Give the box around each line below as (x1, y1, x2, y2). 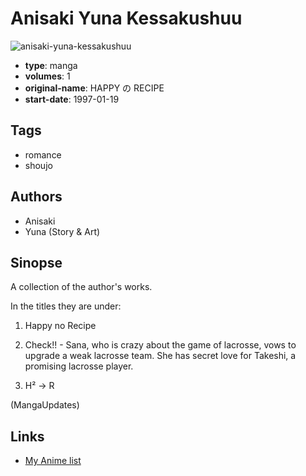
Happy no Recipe (24, 320, 97, 332)
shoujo (24, 159, 53, 171)
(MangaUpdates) (10, 399, 80, 411)
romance (24, 148, 62, 161)
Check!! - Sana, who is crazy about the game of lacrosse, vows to (24, 339, 297, 351)
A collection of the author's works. (10, 281, 153, 293)
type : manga (24, 59, 78, 71)
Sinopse (10, 254, 63, 271)
